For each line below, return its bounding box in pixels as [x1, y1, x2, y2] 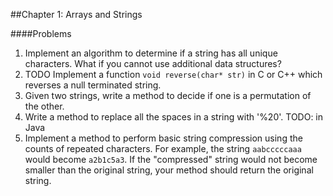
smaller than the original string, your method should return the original [24, 164, 314, 176]
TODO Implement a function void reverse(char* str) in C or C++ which [24, 69, 323, 80]
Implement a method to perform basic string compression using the [24, 132, 303, 144]
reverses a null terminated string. [24, 79, 162, 91]
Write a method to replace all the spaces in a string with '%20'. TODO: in [24, 111, 324, 123]
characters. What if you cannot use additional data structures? [24, 58, 282, 69]
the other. [24, 100, 65, 112]
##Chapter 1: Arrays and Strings [10, 9, 143, 20]
